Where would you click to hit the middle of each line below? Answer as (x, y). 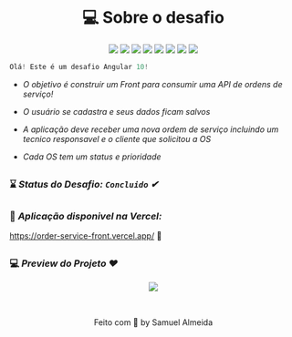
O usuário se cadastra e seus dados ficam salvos (116, 111)
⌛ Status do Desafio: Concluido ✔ (84, 185)
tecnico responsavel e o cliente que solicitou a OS (117, 138)
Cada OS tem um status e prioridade (92, 157)
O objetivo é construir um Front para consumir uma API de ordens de (152, 84)
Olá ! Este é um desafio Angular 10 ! (79, 66)
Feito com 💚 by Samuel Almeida (153, 322)
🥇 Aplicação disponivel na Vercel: (86, 216)
